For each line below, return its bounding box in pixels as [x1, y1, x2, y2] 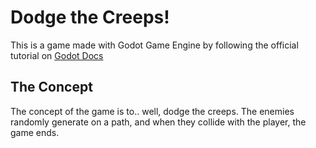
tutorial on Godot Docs [10, 49, 104, 61]
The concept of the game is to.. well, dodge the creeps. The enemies [10, 105, 295, 117]
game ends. [10, 126, 60, 138]
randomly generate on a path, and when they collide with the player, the [10, 116, 307, 128]
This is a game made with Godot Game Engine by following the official [10, 39, 299, 51]
